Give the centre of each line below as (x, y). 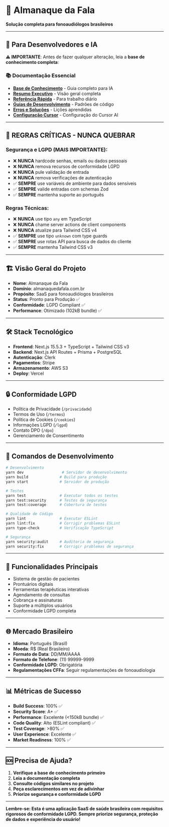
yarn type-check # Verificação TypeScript (60, 528)
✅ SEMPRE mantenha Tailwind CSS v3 (53, 247)
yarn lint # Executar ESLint (52, 519)
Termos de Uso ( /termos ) (39, 415)
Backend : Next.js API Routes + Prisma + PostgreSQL (67, 352)
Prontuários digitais (33, 584)
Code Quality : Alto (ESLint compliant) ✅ (54, 722)
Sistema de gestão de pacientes (46, 579)
